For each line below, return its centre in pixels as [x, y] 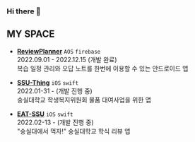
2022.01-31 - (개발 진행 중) [54, 90]
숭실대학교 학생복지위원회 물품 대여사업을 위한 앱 [84, 100]
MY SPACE [31, 34]
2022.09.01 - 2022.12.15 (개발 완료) [67, 59]
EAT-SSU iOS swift [45, 114]
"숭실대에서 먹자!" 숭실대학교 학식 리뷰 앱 [73, 131]
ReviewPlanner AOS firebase [59, 51]
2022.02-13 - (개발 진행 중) [55, 122]
